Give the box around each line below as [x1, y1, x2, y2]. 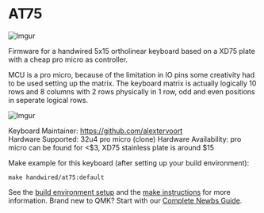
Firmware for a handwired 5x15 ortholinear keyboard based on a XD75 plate [8, 46, 255, 55]
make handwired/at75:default [8, 173, 105, 181]
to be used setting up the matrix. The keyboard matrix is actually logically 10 [8, 78, 257, 88]
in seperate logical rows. [8, 95, 89, 105]
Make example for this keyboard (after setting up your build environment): [8, 158, 250, 167]
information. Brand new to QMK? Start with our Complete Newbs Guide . [8, 196, 243, 205]
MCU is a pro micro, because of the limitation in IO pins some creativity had [8, 70, 255, 79]
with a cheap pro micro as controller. [8, 55, 128, 64]
